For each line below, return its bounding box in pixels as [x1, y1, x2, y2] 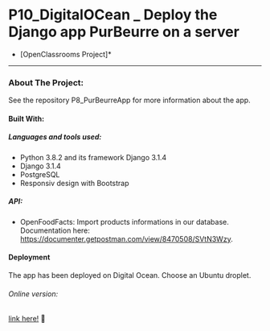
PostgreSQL [19, 169, 60, 179]
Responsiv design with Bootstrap [19, 178, 129, 188]
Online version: [8, 288, 59, 299]
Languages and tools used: [8, 132, 102, 142]
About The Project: [8, 77, 84, 88]
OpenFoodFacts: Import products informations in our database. [19, 217, 229, 226]
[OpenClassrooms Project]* [19, 49, 112, 59]
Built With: [8, 114, 45, 123]
